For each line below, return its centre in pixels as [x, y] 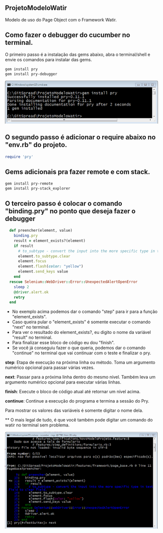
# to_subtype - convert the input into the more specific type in [86, 251]
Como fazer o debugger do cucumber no [68, 35]
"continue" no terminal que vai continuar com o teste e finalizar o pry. [81, 353]
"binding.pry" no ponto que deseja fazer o [70, 211]
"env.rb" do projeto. [36, 145]
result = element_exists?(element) [50, 240]
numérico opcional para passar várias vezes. [50, 368]
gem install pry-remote [29, 184]
